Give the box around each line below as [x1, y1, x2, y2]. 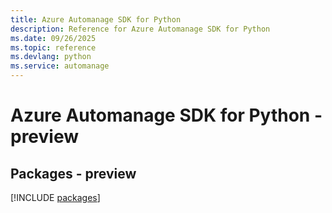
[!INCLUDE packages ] [10, 192, 101, 203]
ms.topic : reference [10, 42, 97, 53]
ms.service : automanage [10, 61, 110, 71]
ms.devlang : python [10, 52, 92, 62]
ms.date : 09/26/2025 [10, 33, 97, 43]
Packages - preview [10, 165, 137, 182]
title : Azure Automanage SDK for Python [10, 14, 182, 25]
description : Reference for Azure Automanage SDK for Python [10, 24, 271, 34]
